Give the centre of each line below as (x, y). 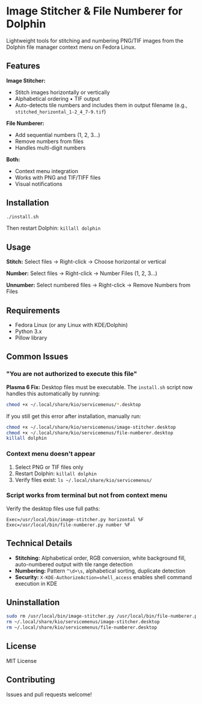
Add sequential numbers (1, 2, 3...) (57, 135)
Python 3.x (28, 331)
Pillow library (31, 338)
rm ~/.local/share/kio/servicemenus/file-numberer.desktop (82, 628)
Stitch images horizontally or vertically (62, 92)
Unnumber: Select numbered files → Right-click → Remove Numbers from (98, 285)
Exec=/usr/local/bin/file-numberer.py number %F (68, 525)
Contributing (31, 680)
